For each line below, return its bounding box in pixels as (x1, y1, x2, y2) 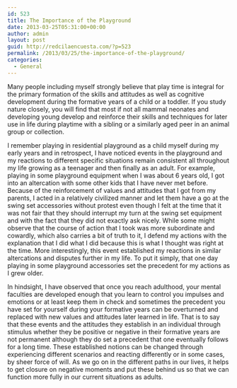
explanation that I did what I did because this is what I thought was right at (7, 238, 224, 247)
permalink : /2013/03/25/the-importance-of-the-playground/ (7, 50, 185, 57)
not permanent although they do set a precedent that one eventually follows (7, 335, 229, 343)
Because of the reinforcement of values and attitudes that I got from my (7, 186, 216, 194)
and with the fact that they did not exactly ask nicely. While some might (7, 216, 215, 225)
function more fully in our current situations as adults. (7, 372, 164, 381)
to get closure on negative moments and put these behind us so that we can (7, 365, 229, 373)
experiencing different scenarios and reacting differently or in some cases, (7, 350, 225, 358)
